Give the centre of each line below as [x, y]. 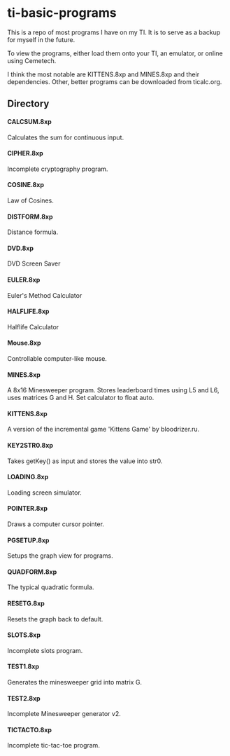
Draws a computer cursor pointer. [56, 524]
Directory [28, 104]
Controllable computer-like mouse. [57, 358]
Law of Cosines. [30, 200]
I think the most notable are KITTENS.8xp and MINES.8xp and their [103, 74]
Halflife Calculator [33, 327]
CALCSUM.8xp [30, 121]
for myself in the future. [41, 39]
